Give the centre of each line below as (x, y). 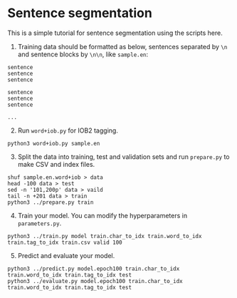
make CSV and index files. (56, 164)
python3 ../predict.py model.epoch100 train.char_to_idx (94, 269)
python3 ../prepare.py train (51, 202)
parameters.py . (39, 223)
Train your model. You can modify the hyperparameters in (102, 215)
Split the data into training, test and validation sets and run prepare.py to (123, 156)
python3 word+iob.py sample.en (54, 143)
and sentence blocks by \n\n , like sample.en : (83, 54)
